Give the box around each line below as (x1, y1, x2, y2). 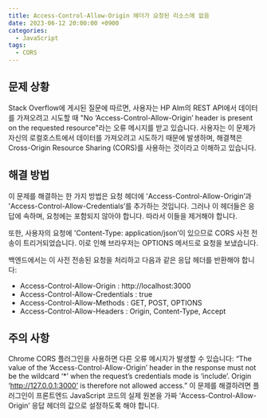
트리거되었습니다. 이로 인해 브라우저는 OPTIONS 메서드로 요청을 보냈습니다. (22, 238, 259, 247)
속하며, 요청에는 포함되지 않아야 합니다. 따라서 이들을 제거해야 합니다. (22, 211, 238, 220)
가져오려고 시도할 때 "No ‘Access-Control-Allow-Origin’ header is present (16, 112, 253, 122)
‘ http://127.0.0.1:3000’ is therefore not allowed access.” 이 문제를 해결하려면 (8, 381, 251, 391)
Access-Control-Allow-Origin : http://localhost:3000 (19, 281, 191, 290)
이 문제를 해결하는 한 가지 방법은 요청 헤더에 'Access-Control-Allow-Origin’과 (8, 191, 253, 200)
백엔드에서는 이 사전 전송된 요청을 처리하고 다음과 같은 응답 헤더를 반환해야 (8, 254, 241, 264)
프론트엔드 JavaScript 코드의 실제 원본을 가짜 (35, 391, 178, 400)
